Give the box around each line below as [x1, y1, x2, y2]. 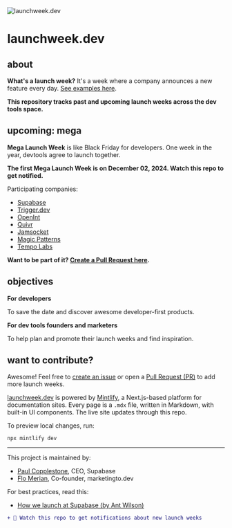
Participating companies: [7, 185, 78, 193]
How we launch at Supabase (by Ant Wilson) [17, 501, 144, 509]
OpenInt [17, 212, 41, 221]
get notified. [7, 171, 43, 179]
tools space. [7, 105, 43, 113]
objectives [7, 276, 54, 288]
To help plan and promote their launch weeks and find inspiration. [7, 334, 194, 343]
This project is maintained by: [7, 453, 91, 462]
